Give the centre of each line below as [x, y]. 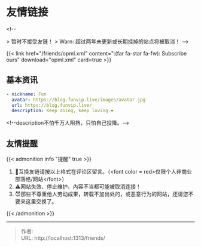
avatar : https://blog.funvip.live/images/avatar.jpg [79, 100]
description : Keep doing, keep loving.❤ [63, 111]
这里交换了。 [41, 202]
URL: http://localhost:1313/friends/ [63, 238]
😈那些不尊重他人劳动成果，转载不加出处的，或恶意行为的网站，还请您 [101, 194]
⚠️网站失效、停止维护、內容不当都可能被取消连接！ [78, 187]
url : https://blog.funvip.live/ [52, 105]
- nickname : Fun [26, 94]
